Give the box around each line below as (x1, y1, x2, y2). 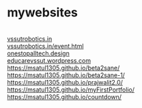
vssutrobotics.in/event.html (7, 42, 84, 50)
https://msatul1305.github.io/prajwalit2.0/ (7, 78, 123, 86)
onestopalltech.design (7, 49, 70, 57)
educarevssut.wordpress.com (7, 56, 91, 64)
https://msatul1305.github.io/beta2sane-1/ (7, 70, 125, 79)
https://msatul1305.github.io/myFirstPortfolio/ (7, 85, 135, 94)
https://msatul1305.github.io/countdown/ (7, 92, 122, 100)
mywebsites (7, 5, 79, 21)
